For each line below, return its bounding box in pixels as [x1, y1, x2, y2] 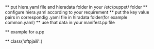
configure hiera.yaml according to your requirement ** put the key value [5, 9, 150, 15]
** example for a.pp [5, 29, 45, 34]
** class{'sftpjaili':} [5, 38, 43, 44]
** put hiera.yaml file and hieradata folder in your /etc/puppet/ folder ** [5, 4, 148, 10]
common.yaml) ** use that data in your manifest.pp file [5, 19, 115, 25]
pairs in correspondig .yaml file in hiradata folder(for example [5, 15, 128, 20]
